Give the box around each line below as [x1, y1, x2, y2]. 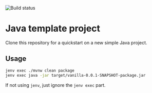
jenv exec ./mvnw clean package [5, 68, 74, 73]
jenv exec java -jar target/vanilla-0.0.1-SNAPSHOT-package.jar [5, 73, 146, 78]
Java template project [5, 23, 101, 34]
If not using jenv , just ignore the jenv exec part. [5, 82, 106, 88]
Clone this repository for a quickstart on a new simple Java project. [5, 39, 147, 45]
